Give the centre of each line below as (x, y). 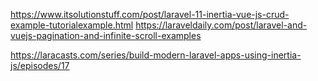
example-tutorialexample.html (72, 25)
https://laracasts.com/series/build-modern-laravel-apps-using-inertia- (156, 55)
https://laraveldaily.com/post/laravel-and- (221, 25)
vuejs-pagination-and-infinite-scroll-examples (106, 35)
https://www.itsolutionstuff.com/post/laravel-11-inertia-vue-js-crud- (150, 14)
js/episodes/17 (40, 65)
